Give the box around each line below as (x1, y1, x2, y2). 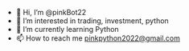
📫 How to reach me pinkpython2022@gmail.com (15, 33, 181, 43)
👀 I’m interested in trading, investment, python (15, 16, 169, 25)
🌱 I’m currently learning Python (15, 25, 119, 33)
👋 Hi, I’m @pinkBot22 (15, 8, 87, 17)
